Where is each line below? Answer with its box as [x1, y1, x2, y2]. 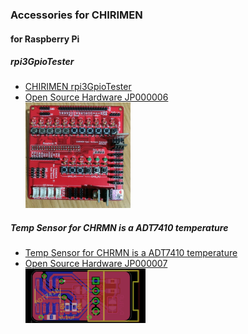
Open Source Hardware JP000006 [24, 91, 169, 103]
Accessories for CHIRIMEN [10, 8, 143, 22]
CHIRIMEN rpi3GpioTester [24, 81, 132, 93]
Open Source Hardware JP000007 [24, 258, 168, 269]
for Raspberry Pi [10, 33, 80, 45]
